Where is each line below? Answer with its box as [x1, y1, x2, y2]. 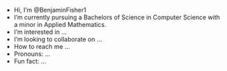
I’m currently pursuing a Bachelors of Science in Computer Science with [13, 13, 220, 21]
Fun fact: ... [13, 57, 47, 65]
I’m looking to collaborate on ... [13, 35, 103, 43]
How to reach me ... [13, 43, 71, 50]
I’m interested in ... [13, 28, 67, 36]
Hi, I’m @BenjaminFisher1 [13, 6, 87, 14]
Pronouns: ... [13, 50, 51, 58]
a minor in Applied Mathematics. [13, 21, 107, 28]
